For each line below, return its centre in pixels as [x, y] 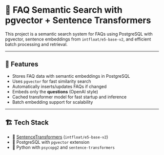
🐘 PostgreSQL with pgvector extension [51, 142]
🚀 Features [22, 64]
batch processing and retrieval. [36, 44]
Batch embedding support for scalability [52, 102]
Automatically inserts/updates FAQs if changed [59, 86]
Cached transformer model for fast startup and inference [69, 97]
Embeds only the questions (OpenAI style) [55, 91]
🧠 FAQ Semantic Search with [64, 10]
